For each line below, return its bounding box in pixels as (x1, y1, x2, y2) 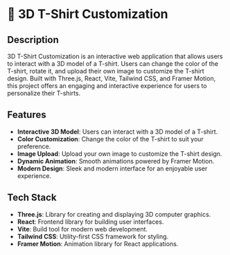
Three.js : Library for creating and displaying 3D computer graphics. (17, 210, 211, 218)
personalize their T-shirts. (7, 89, 81, 97)
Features (7, 109, 46, 121)
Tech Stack (7, 192, 57, 204)
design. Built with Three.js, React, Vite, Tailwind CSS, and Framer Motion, (7, 74, 216, 82)
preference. (17, 142, 51, 150)
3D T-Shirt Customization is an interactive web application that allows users (7, 52, 223, 60)
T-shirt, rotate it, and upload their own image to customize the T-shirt (7, 67, 204, 75)
